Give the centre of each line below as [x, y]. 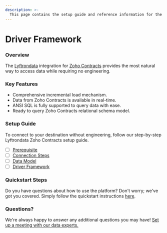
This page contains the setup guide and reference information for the [86, 14]
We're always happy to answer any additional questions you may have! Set [82, 220]
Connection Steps [31, 155]
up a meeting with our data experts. [42, 225]
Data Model [24, 161]
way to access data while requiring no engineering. [58, 71]
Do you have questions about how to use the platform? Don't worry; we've [82, 191]
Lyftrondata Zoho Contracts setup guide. [47, 140]
